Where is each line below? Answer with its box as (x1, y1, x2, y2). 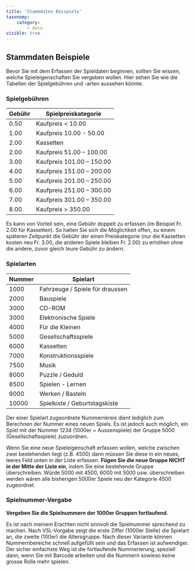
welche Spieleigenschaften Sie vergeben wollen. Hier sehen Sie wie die (6, 74, 178, 81)
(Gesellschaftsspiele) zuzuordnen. (6, 433, 89, 440)
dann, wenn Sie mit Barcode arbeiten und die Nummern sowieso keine (6, 552, 175, 559)
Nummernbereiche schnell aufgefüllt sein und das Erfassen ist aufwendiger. (6, 539, 189, 546)
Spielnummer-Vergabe (6, 496, 72, 504)
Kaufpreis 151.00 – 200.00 (36, 167, 112, 176)
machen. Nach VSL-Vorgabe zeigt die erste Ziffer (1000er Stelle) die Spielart (6, 526, 190, 534)
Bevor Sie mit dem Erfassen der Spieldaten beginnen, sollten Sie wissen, (6, 67, 181, 74)
